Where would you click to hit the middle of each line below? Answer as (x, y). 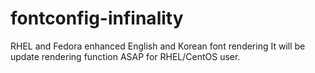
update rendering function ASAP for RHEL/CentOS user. (125, 56)
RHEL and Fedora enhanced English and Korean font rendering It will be (158, 46)
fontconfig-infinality (97, 18)
